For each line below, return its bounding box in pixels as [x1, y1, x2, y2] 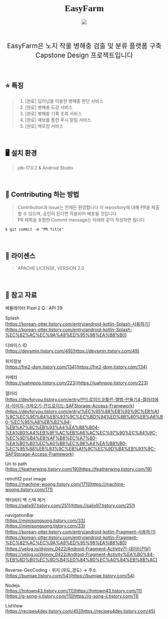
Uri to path [5, 461, 28, 467]
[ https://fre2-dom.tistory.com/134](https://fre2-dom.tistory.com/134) [5, 364, 147, 370]
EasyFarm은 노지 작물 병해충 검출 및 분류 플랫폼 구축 [7, 41, 162, 50]
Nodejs [5, 582, 20, 588]
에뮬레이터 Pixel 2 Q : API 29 [5, 305, 63, 311]
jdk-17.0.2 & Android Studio [17, 165, 74, 171]
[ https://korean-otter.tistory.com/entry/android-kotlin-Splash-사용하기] [5, 321, 150, 327]
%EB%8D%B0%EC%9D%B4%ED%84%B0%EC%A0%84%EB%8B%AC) [5, 557, 158, 562]
